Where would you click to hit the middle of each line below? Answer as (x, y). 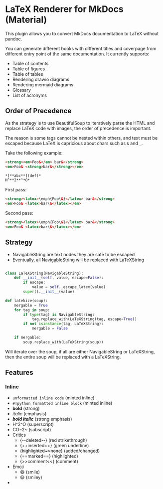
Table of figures (29, 69)
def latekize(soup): (27, 301)
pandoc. (14, 39)
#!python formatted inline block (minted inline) (62, 403)
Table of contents (30, 63)
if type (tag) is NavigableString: (59, 315)
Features (19, 373)
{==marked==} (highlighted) (49, 456)
